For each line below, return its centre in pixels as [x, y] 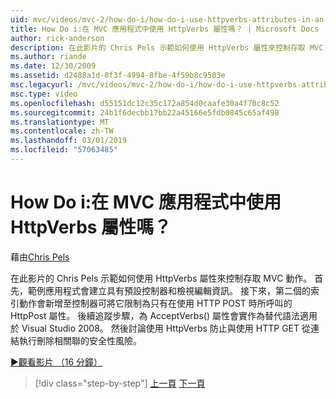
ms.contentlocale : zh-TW [62, 131]
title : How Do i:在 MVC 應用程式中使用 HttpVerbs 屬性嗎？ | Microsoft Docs [165, 29]
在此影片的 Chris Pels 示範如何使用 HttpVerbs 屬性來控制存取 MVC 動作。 [161, 278]
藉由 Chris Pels [40, 257]
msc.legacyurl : [42, 85]
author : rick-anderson [57, 38]
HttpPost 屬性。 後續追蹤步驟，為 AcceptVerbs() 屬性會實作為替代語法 [155, 315]
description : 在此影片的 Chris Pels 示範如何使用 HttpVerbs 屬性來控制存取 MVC [167, 47]
